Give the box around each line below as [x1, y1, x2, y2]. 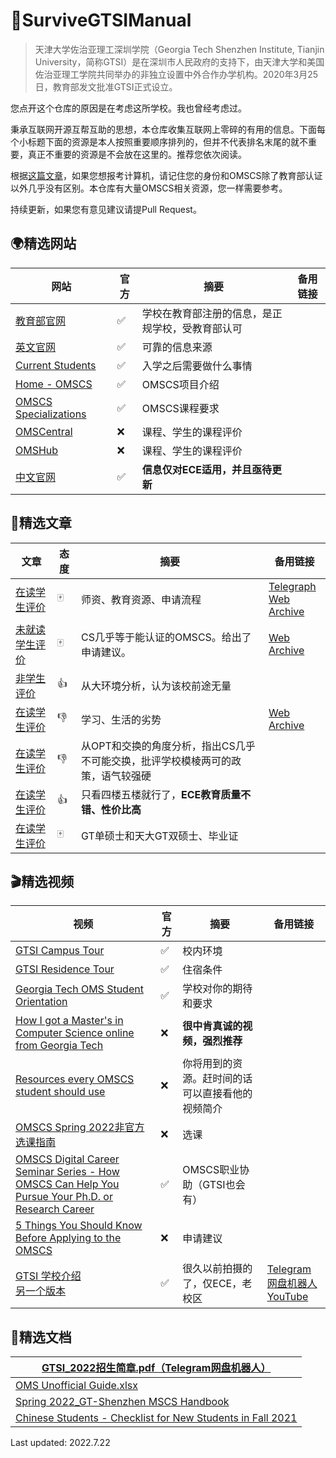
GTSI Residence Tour [15, 962, 115, 976]
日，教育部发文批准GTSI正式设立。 [34, 80, 178, 93]
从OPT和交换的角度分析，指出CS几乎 [80, 739, 256, 753]
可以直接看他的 [182, 1087, 253, 1101]
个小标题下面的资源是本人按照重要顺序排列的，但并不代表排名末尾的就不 [10, 135, 308, 148]
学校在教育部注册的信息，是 [141, 306, 273, 320]
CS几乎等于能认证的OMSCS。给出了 [80, 630, 252, 644]
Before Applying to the [15, 1231, 122, 1245]
